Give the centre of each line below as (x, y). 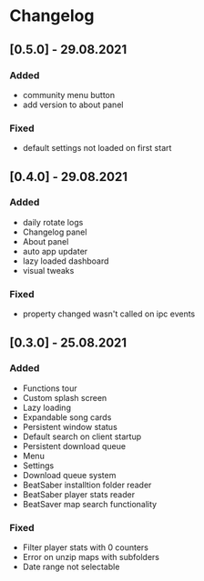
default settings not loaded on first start (97, 148)
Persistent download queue (74, 446)
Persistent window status (70, 426)
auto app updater (55, 251)
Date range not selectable (71, 567)
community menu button (69, 95)
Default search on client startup (82, 436)
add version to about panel (73, 105)
